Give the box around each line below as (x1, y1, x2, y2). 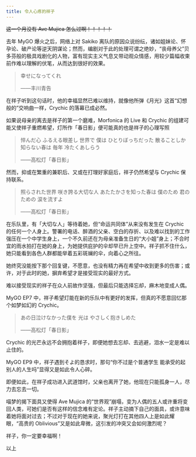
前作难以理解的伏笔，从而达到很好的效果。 (6, 60, 108, 67)
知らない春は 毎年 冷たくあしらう (20, 144, 100, 151)
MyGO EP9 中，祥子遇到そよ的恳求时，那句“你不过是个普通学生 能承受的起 (6, 358, 185, 365)
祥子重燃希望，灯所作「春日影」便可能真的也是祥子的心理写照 (21, 124, 170, 131)
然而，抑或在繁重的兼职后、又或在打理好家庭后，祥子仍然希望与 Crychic (6, 168, 180, 175)
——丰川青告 (20, 84, 51, 91)
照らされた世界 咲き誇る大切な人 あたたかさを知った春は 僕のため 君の (20, 188, 190, 195)
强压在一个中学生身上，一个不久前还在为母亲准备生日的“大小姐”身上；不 (6, 235, 180, 242)
